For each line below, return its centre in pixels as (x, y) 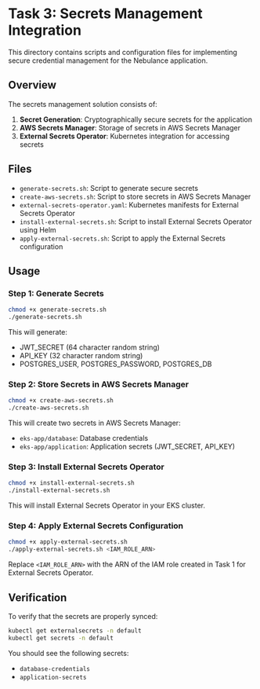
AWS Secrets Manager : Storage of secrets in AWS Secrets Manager (130, 127)
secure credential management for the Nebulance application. (108, 60)
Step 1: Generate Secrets (56, 293)
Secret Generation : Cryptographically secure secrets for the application (136, 119)
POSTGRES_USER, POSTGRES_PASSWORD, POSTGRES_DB (116, 364)
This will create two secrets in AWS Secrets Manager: (95, 423)
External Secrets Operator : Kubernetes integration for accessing (124, 136)
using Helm (38, 229)
